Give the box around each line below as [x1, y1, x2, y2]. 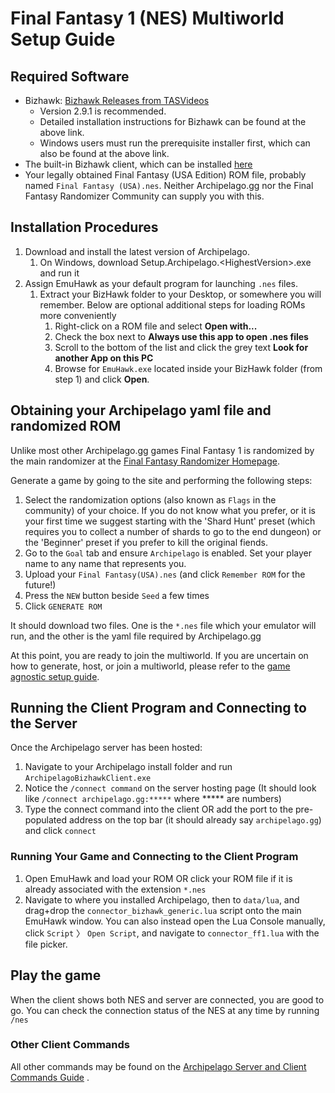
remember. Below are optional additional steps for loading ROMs [39, 298, 306, 311]
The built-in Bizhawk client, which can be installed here [24, 158, 253, 170]
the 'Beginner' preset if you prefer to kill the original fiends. [24, 536, 268, 548]
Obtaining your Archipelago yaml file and [10, 402, 272, 419]
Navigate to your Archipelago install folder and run [24, 761, 233, 773]
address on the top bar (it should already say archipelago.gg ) [68, 814, 322, 826]
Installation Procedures [10, 219, 159, 236]
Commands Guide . [10, 1071, 90, 1083]
